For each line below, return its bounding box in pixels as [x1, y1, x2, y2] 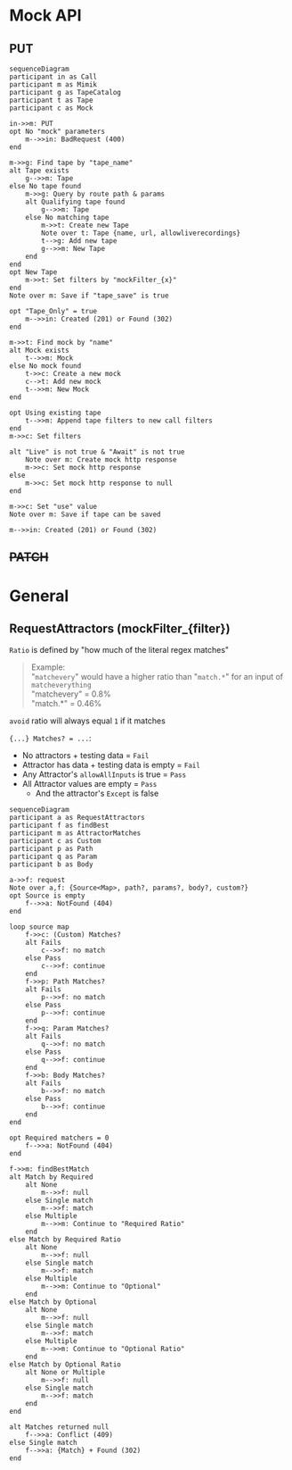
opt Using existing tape [9, 408, 101, 417]
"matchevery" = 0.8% [30, 689, 111, 699]
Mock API [9, 5, 82, 26]
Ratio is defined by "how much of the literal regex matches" [9, 645, 230, 656]
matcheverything [30, 681, 92, 690]
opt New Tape [9, 268, 58, 277]
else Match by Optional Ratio [9, 1360, 122, 1369]
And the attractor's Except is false [35, 788, 159, 799]
